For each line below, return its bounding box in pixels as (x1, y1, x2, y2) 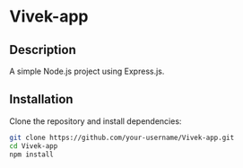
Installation (9, 92, 74, 107)
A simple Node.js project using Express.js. (9, 66, 165, 76)
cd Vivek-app (9, 141, 58, 150)
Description (9, 42, 76, 57)
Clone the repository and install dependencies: (9, 115, 182, 127)
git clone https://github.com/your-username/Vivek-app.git (9, 133, 235, 142)
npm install (9, 150, 54, 159)
